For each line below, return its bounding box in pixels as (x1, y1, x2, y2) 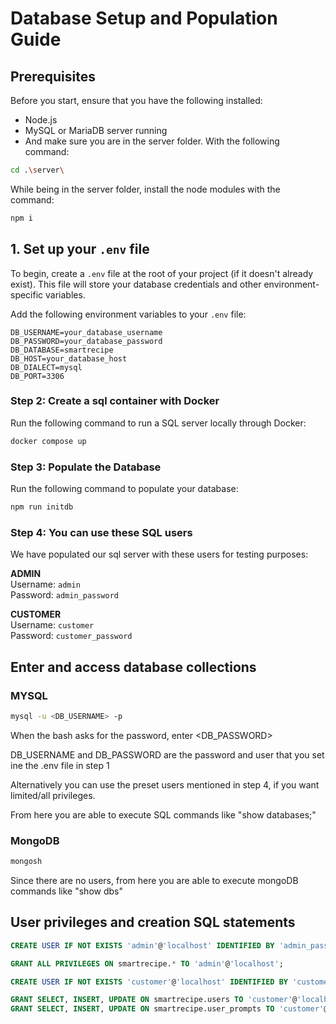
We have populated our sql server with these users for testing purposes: (10, 548, 309, 561)
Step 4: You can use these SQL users (10, 525, 193, 539)
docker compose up (10, 436, 87, 446)
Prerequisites (10, 68, 96, 85)
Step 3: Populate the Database (10, 460, 162, 474)
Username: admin (10, 578, 81, 591)
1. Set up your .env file (10, 241, 150, 258)
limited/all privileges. (10, 789, 96, 801)
